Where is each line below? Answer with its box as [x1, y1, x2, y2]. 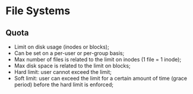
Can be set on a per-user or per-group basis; [14, 50, 125, 57]
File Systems [5, 4, 71, 18]
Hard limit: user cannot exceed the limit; [14, 69, 112, 75]
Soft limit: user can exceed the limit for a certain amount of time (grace [14, 75, 188, 82]
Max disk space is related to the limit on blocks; [14, 62, 131, 69]
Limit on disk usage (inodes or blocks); [14, 43, 109, 50]
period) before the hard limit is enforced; [14, 81, 114, 88]
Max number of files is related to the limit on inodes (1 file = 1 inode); [14, 56, 182, 63]
